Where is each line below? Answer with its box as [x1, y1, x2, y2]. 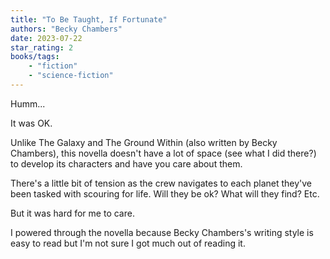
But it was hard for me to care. [10, 207, 135, 219]
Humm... [10, 97, 46, 110]
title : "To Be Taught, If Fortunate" [10, 14, 168, 25]
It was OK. [10, 117, 53, 129]
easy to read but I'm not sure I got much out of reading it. [10, 237, 246, 249]
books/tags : [10, 52, 60, 62]
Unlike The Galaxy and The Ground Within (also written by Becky [10, 136, 278, 148]
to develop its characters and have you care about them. [10, 157, 243, 170]
